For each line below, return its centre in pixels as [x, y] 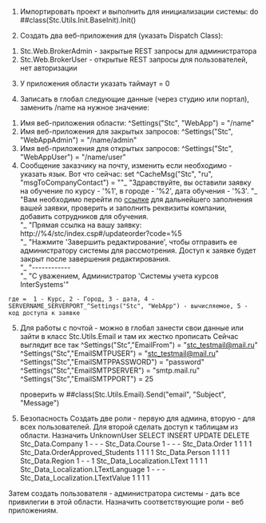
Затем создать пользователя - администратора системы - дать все [124, 493]
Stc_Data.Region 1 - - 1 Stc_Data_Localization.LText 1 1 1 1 [113, 461]
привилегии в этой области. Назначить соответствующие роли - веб [126, 502]
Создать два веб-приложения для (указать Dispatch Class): [121, 36]
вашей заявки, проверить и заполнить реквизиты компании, [123, 208]
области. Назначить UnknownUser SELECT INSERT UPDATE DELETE [135, 435]
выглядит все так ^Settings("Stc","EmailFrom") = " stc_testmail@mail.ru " [139, 345]
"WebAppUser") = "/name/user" [73, 157]
